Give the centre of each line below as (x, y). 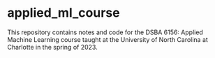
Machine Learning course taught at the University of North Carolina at (107, 39)
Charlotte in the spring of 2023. (52, 47)
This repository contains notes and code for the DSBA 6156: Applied (105, 32)
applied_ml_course (64, 13)
